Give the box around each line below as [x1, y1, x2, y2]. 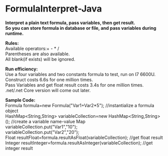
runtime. [5, 30, 24, 36]
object [5, 108, 19, 114]
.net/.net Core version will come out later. [5, 87, 91, 93]
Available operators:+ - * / [5, 45, 60, 51]
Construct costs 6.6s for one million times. [5, 76, 93, 83]
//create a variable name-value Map [11, 118, 86, 124]
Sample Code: [5, 97, 36, 103]
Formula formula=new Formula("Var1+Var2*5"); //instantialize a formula [5, 102, 155, 108]
